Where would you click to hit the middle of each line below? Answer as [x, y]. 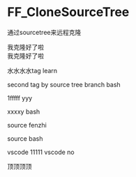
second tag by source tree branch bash [64, 84]
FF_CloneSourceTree [68, 12]
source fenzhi [27, 125]
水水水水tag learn [32, 70]
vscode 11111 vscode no [41, 152]
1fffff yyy [20, 98]
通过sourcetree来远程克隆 [44, 32]
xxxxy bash [24, 111]
